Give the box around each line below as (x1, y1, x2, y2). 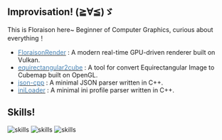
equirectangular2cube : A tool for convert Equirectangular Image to (17, 63, 215, 72)
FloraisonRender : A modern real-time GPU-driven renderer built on (17, 48, 216, 56)
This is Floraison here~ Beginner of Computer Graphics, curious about (7, 25, 213, 33)
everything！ (7, 33, 46, 42)
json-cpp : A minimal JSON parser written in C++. (17, 78, 164, 87)
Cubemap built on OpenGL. (17, 70, 98, 79)
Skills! (7, 107, 36, 119)
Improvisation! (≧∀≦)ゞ (7, 6, 114, 18)
